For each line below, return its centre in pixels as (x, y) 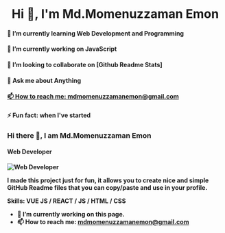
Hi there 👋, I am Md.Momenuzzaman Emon (79, 135)
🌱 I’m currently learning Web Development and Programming (95, 33)
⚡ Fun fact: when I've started (49, 115)
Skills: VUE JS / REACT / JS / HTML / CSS (67, 201)
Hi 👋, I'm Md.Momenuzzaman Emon (115, 14)
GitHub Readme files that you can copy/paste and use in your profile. (107, 187)
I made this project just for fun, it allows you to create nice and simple (108, 180)
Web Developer (30, 152)
